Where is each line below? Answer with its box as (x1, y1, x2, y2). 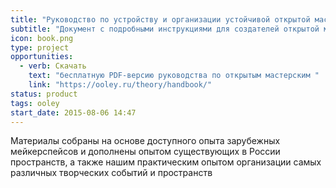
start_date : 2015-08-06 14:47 (10, 107, 137, 118)
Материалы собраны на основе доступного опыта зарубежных (10, 135, 281, 147)
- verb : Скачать (19, 61, 87, 71)
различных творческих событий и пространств (10, 167, 213, 179)
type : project (10, 42, 70, 53)
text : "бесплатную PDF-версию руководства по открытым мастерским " (28, 71, 320, 81)
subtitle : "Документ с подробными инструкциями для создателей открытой (10, 24, 320, 34)
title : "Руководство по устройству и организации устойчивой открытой (10, 14, 311, 25)
